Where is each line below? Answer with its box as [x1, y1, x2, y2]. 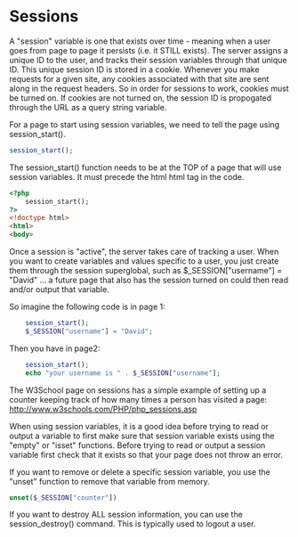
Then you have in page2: [9, 343, 101, 354]
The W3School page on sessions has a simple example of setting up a [9, 385, 267, 395]
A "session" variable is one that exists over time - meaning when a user [9, 36, 271, 46]
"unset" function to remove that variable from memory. [9, 476, 211, 486]
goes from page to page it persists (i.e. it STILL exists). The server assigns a [9, 45, 289, 55]
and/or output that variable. [9, 284, 109, 295]
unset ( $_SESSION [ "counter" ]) [9, 493, 117, 502]
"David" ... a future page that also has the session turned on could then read [9, 274, 289, 286]
